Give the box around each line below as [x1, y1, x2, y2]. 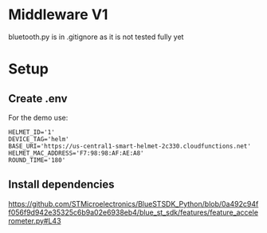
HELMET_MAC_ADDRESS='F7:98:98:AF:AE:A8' [8, 149, 145, 157]
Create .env [8, 92, 68, 105]
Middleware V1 [8, 6, 108, 24]
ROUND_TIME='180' [8, 156, 66, 164]
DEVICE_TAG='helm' [8, 135, 69, 143]
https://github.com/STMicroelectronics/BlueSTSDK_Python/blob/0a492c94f [8, 199, 259, 208]
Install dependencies [8, 178, 115, 192]
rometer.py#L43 [8, 215, 61, 225]
